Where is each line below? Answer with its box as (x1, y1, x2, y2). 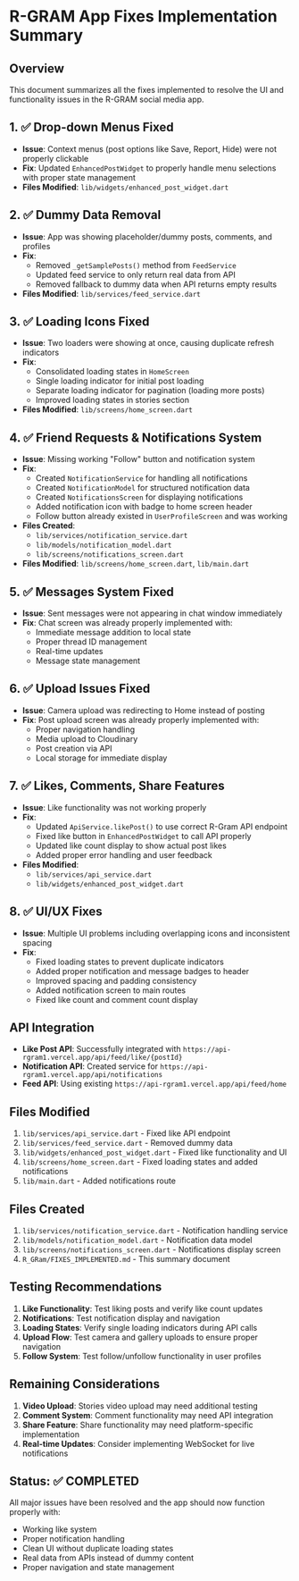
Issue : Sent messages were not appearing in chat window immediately (21, 608, 283, 618)
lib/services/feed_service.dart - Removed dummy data (21, 1138, 234, 1148)
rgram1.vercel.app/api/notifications (21, 1071, 163, 1080)
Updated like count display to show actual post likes (35, 840, 228, 851)
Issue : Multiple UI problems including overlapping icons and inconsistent (21, 928, 290, 938)
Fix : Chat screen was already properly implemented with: (21, 618, 234, 628)
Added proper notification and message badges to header (35, 965, 250, 976)
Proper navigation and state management (21, 1562, 175, 1573)
